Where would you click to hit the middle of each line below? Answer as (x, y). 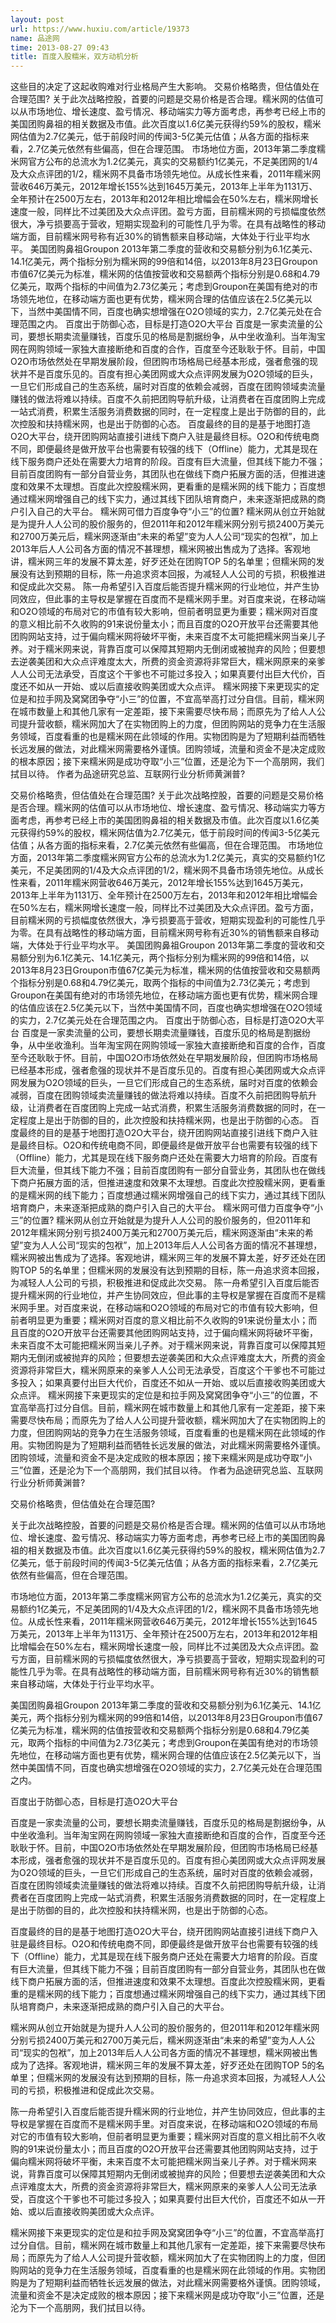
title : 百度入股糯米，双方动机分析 (74, 57)
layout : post (37, 19)
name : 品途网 (35, 38)
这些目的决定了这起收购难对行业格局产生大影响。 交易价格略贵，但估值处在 (165, 87)
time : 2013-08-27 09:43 (60, 47)
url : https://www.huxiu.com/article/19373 (100, 29)
